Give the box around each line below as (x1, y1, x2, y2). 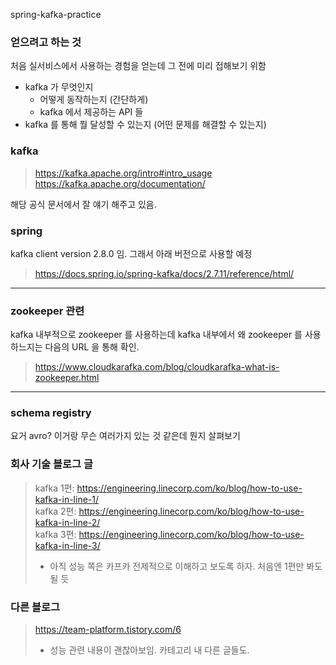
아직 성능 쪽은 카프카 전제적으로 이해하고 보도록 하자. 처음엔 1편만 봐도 (49, 560, 323, 572)
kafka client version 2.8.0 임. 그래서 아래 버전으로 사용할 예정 (10, 247, 253, 259)
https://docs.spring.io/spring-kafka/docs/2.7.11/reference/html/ (34, 267, 295, 279)
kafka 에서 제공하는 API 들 (39, 106, 144, 118)
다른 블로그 (10, 600, 61, 614)
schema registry (10, 406, 92, 420)
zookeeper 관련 (10, 304, 85, 318)
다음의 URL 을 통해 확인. (44, 341, 140, 353)
